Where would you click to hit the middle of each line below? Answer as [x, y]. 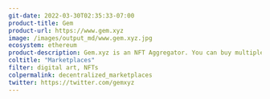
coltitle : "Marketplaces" [51, 61]
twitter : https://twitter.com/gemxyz [72, 82]
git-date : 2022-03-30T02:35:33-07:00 [72, 16]
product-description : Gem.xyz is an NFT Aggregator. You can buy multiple [136, 53]
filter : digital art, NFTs [53, 68]
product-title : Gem [41, 23]
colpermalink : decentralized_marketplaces [80, 75]
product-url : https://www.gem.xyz [66, 30]
